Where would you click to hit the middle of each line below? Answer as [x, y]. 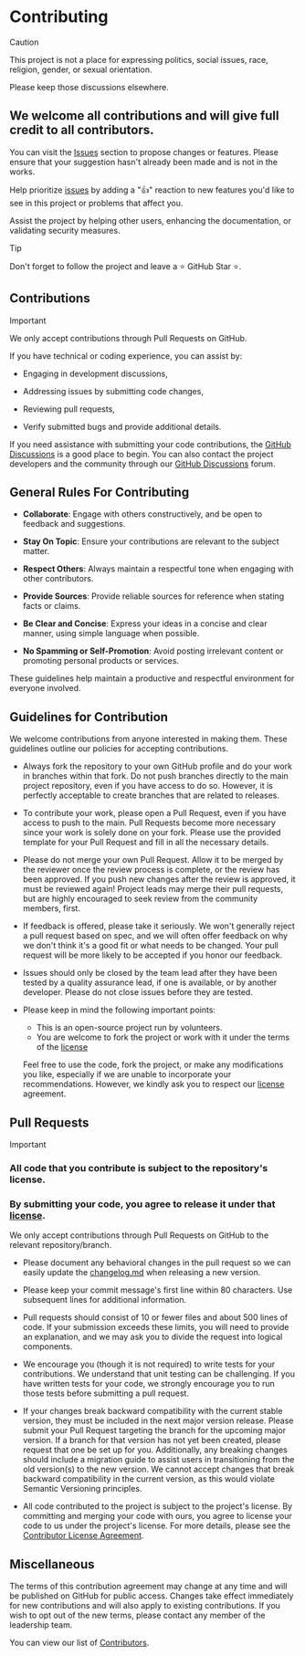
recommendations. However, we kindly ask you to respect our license [153, 1085]
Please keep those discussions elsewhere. [89, 87]
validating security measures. [65, 230]
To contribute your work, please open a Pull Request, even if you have [154, 813]
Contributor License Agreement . [83, 1535]
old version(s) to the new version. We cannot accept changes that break [158, 1469]
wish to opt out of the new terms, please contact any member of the [137, 1615]
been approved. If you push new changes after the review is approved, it [159, 879]
